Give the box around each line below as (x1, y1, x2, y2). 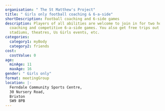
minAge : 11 (9, 62, 32, 67)
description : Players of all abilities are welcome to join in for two (5, 21, 155, 26)
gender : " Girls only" (5, 71, 52, 76)
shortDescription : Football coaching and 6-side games (5, 16, 120, 21)
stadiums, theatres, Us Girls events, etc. (9, 30, 100, 35)
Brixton (9, 94, 26, 99)
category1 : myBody (9, 39, 48, 44)
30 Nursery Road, (9, 89, 45, 94)
